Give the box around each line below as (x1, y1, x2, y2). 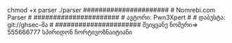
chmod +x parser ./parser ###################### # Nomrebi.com (7, 6, 216, 14)
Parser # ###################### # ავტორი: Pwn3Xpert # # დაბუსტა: (7, 13, 226, 21)
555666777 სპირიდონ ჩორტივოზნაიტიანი (7, 28, 132, 36)
